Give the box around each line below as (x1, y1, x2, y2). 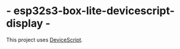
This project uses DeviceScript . (6, 36, 83, 43)
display (6, 17, 43, 30)
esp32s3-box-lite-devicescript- (13, 4, 175, 18)
